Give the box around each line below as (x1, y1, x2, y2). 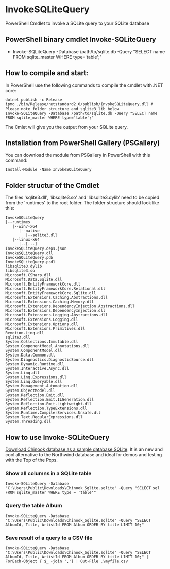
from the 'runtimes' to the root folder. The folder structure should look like (5, 200, 160, 206)
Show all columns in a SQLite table (5, 470, 92, 477)
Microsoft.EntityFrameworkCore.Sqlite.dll (5, 291, 96, 296)
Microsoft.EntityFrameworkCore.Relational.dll (5, 286, 106, 291)
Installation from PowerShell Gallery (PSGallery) (5, 138, 160, 147)
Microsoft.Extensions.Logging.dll (5, 317, 79, 323)
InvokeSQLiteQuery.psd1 (5, 260, 56, 265)
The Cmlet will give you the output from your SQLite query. (5, 124, 128, 130)
